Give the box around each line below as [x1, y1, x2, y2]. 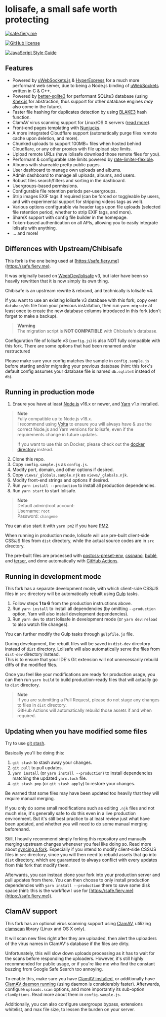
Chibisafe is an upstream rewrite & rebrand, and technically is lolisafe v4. [5, 287, 154, 293]
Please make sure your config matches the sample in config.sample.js [5, 357, 150, 363]
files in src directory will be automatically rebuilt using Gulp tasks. [5, 591, 139, 597]
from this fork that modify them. [5, 862, 70, 868]
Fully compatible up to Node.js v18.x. [17, 416, 92, 422]
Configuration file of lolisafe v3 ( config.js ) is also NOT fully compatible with [5, 338, 161, 343]
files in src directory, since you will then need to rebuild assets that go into [5, 852, 157, 857]
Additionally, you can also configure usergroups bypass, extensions [5, 1001, 143, 1007]
